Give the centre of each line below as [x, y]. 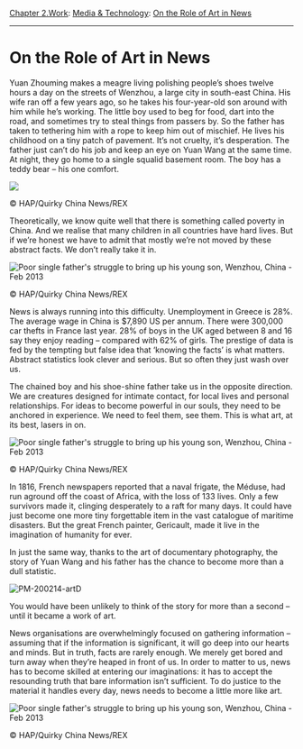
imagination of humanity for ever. [71, 534]
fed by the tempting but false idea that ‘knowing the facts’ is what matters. [147, 350]
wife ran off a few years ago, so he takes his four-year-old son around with [148, 102]
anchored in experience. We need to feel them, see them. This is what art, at [151, 415]
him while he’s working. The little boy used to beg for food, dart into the [142, 111]
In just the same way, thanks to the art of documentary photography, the [144, 552]
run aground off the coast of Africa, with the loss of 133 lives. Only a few [144, 496]
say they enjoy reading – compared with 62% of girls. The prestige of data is [151, 340]
